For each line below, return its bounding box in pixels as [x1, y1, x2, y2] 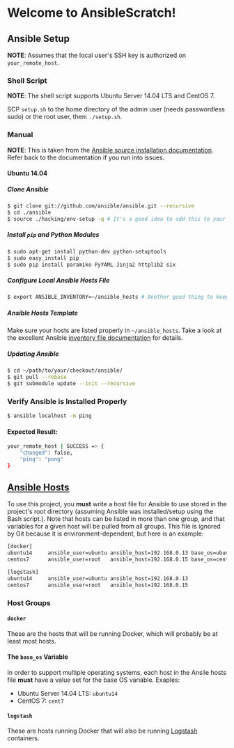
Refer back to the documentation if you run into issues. [7, 153, 165, 162]
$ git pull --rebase [7, 374, 68, 381]
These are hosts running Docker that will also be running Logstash [7, 726, 198, 735]
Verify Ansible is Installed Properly [7, 396, 127, 406]
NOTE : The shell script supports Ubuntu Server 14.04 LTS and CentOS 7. [7, 92, 215, 100]
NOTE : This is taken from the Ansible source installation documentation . [7, 146, 214, 154]
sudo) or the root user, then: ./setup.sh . [7, 113, 123, 121]
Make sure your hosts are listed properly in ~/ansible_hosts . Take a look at [7, 326, 222, 335]
